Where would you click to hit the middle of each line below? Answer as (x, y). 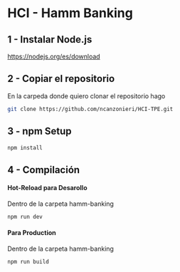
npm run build (28, 262)
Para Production (32, 233)
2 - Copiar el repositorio (61, 79)
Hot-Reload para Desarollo (47, 188)
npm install (25, 147)
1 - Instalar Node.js (50, 40)
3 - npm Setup (40, 131)
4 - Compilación (44, 170)
